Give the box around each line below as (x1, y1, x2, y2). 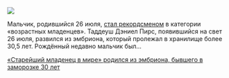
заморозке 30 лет (7, 63, 60, 71)
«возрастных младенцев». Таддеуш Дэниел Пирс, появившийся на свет (7, 27, 222, 36)
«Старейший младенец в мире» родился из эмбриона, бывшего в (7, 56, 203, 63)
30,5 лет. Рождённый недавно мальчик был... (7, 42, 142, 50)
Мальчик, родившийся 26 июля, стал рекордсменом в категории (7, 20, 201, 28)
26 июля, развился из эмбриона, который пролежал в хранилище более (7, 35, 223, 42)
